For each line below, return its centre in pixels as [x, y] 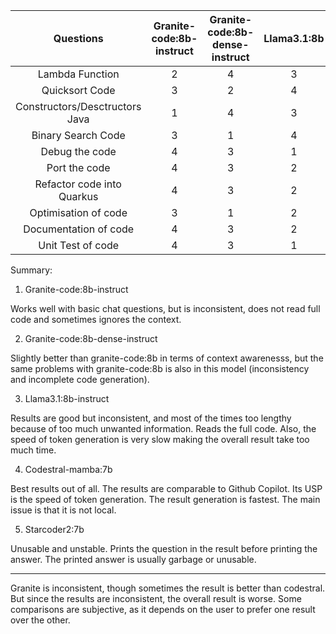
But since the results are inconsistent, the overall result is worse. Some [156, 598]
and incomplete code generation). [80, 379]
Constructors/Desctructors [78, 106]
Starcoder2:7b [54, 529]
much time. [33, 450]
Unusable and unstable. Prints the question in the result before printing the [164, 548]
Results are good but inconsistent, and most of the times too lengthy [151, 418]
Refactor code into [78, 184]
